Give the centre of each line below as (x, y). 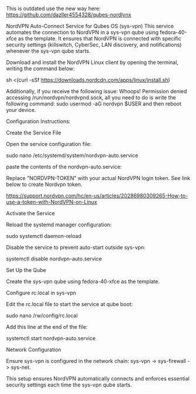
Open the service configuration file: (49, 144)
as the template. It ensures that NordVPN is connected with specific (99, 38)
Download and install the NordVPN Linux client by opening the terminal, (92, 62)
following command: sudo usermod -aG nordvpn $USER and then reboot (94, 104)
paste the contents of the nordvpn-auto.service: (64, 167)
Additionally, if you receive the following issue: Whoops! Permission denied (97, 91)
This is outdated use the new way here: (54, 9)
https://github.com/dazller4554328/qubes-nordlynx (69, 15)
